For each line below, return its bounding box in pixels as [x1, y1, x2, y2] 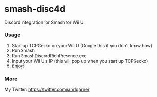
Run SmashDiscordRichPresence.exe [11, 53, 87, 59]
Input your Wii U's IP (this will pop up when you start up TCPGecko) [11, 58, 148, 64]
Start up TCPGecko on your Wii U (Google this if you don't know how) [11, 43, 153, 48]
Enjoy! [11, 63, 24, 69]
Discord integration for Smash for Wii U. [4, 19, 85, 25]
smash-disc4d [4, 3, 66, 15]
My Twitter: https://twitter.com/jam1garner [4, 86, 90, 92]
